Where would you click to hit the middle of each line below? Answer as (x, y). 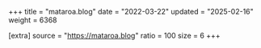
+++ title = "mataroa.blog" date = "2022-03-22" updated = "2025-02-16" (131, 12)
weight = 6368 (33, 20)
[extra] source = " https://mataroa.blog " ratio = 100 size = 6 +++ (114, 36)
